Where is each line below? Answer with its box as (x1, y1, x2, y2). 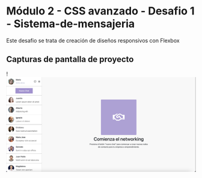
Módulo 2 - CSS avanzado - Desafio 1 (6, 4, 195, 18)
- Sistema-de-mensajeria (6, 17, 135, 31)
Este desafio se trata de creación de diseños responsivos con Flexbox (6, 37, 180, 44)
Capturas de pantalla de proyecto (6, 54, 134, 64)
